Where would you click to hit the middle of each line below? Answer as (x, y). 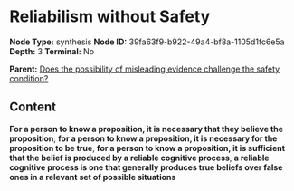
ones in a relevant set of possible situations (93, 177)
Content (33, 107)
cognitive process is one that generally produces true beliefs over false (146, 167)
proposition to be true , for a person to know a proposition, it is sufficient (147, 148)
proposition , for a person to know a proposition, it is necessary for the (143, 138)
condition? (29, 78)
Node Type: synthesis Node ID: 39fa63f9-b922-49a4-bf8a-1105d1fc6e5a (147, 42)
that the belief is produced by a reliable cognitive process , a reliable (139, 158)
